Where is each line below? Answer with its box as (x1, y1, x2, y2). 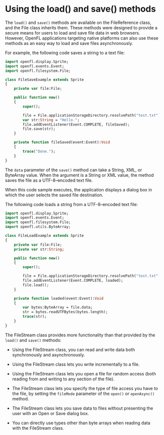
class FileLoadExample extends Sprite (5, 233, 84, 238)
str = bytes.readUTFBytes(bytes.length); (22, 310, 108, 314)
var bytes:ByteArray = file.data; (22, 305, 93, 310)
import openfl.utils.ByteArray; (5, 225, 71, 229)
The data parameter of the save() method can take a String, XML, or (5, 167, 143, 173)
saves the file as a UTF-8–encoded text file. (5, 177, 93, 183)
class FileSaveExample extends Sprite (5, 77, 84, 82)
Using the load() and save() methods (5, 3, 156, 15)
